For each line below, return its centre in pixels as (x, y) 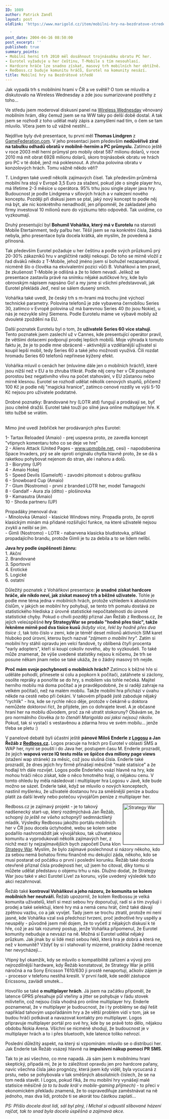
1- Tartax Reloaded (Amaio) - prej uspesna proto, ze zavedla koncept (77, 438)
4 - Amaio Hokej (22, 470)
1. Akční (13, 553)
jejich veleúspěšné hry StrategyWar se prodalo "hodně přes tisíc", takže (81, 622)
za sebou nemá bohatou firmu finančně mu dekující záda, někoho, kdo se (81, 855)
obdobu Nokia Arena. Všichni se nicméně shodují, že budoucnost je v (77, 1028)
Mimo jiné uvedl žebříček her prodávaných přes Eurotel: (63, 428)
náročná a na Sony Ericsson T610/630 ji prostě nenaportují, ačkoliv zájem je (84, 970)
